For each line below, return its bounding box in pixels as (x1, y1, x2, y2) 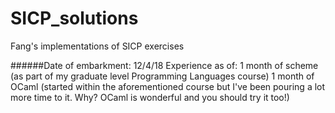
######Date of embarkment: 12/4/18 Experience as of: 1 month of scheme (10, 59, 319, 71)
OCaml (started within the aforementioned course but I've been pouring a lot (10, 80, 326, 92)
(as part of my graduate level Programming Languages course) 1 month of (10, 70, 315, 82)
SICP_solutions (10, 7, 139, 30)
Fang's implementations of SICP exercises (10, 40, 185, 52)
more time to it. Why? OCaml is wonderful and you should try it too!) (10, 91, 290, 103)
